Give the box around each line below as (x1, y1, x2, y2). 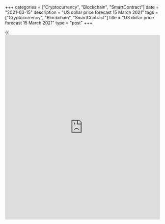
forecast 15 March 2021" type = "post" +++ (5, 20, 93, 26)
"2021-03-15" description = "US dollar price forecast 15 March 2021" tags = (5, 9, 159, 15)
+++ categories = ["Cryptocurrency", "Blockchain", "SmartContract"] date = (5, 4, 159, 10)
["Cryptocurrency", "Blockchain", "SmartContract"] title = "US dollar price (5, 15, 154, 20)
